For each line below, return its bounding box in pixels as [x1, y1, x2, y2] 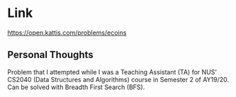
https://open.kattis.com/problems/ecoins [7, 28, 127, 37]
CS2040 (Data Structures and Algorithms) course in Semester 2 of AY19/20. [7, 75, 229, 84]
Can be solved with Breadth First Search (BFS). [7, 83, 145, 91]
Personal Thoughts [7, 49, 94, 61]
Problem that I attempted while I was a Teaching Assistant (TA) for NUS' [7, 67, 218, 76]
